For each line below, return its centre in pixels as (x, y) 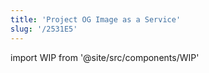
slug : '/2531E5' (44, 29)
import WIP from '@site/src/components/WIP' (105, 57)
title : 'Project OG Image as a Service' (96, 19)
